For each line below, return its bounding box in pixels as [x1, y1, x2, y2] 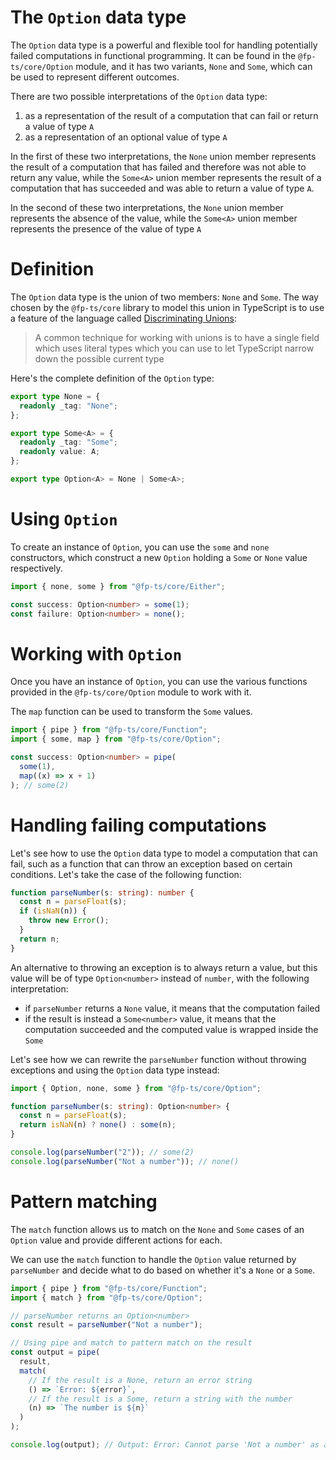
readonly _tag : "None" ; [19, 401, 118, 411]
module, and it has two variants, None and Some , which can [75, 60, 313, 72]
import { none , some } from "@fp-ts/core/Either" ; [10, 581, 226, 591]
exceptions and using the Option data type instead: [10, 1064, 220, 1076]
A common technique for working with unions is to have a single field [34, 331, 320, 343]
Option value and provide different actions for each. [10, 1234, 223, 1246]
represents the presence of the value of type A [10, 222, 202, 235]
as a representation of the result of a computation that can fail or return [24, 109, 319, 121]
